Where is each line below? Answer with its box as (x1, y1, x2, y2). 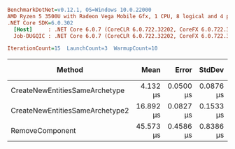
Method (57, 65, 84, 75)
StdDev (199, 65, 225, 75)
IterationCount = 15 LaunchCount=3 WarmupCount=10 (7, 45, 158, 52)
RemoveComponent (10, 126, 76, 136)
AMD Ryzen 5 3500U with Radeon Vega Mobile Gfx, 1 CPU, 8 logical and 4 (7, 13, 224, 20)
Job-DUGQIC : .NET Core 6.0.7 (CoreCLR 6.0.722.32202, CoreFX (13, 32, 199, 39)
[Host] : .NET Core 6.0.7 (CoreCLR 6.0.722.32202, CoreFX (13, 26, 199, 33)
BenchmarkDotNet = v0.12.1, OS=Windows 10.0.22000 (7, 6, 152, 13)
